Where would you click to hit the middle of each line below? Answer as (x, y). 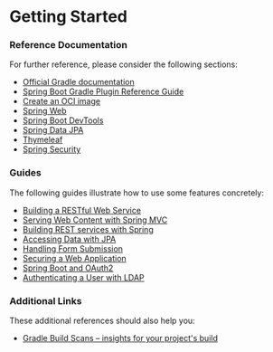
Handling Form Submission (73, 248)
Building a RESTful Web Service (82, 210)
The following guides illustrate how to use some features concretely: (137, 193)
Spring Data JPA (53, 130)
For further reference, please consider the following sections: (123, 64)
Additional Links (46, 300)
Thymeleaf (42, 140)
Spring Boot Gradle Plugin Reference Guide (103, 91)
